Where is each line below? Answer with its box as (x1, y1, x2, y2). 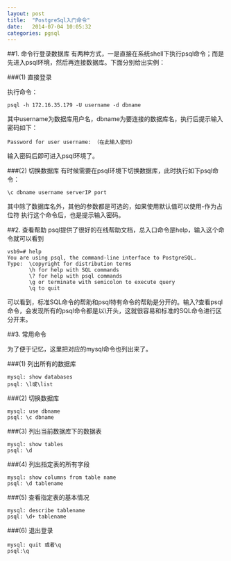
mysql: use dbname (7, 408, 60, 415)
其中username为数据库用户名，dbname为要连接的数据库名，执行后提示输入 (7, 115, 223, 123)
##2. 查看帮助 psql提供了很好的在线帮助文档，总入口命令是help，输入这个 (7, 226, 219, 234)
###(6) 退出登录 (7, 526, 53, 535)
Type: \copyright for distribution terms (7, 260, 132, 268)
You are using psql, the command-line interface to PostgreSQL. (7, 255, 197, 262)
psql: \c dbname (7, 414, 54, 421)
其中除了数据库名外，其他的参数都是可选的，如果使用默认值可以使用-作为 (7, 203, 217, 211)
